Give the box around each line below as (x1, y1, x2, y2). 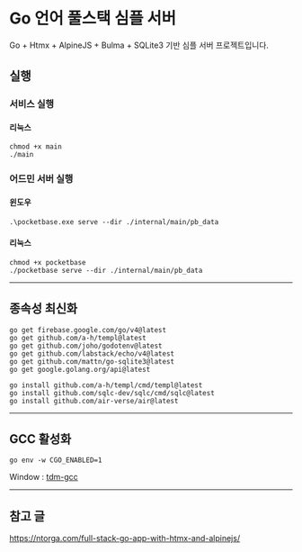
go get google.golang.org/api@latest (9, 365, 151, 374)
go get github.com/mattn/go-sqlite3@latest (9, 357, 175, 366)
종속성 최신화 (9, 301, 78, 316)
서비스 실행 (9, 98, 55, 111)
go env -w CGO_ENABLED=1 (9, 456, 102, 465)
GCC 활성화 (9, 431, 72, 447)
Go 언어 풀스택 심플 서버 (9, 8, 177, 29)
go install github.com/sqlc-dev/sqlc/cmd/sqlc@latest (9, 388, 216, 397)
